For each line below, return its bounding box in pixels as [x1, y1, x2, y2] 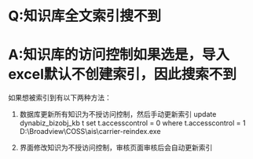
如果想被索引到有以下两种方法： [8, 93, 112, 103]
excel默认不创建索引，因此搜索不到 [8, 66, 237, 83]
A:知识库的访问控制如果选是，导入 [8, 46, 230, 63]
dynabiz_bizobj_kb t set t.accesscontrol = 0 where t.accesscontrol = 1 [19, 118, 246, 128]
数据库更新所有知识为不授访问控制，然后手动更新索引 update [19, 110, 217, 119]
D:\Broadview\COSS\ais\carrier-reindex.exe [19, 127, 161, 136]
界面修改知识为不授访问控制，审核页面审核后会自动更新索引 [19, 143, 213, 153]
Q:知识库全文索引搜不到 [8, 7, 162, 25]
